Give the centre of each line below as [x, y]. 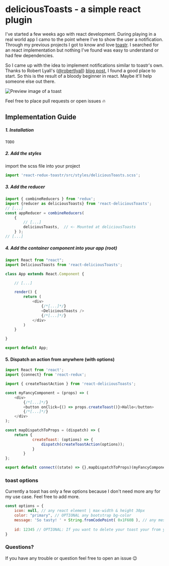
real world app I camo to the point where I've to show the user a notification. [84, 39]
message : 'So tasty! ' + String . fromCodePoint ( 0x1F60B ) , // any [85, 520]
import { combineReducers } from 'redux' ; [50, 199]
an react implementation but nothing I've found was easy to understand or [82, 50]
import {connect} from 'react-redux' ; [46, 375]
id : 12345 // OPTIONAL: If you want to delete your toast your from [88, 529]
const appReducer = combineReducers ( [45, 213]
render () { [26, 292]
